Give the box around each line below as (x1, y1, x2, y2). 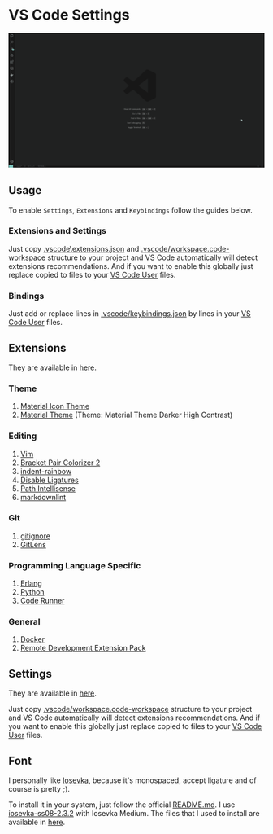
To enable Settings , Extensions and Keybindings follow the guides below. (8, 205, 253, 215)
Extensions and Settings (8, 226, 107, 237)
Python (19, 587, 45, 597)
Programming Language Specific (8, 560, 141, 571)
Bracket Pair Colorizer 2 (19, 458, 101, 467)
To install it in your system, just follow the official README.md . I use (8, 800, 236, 810)
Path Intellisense (19, 483, 76, 494)
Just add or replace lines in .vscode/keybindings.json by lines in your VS (8, 309, 251, 318)
